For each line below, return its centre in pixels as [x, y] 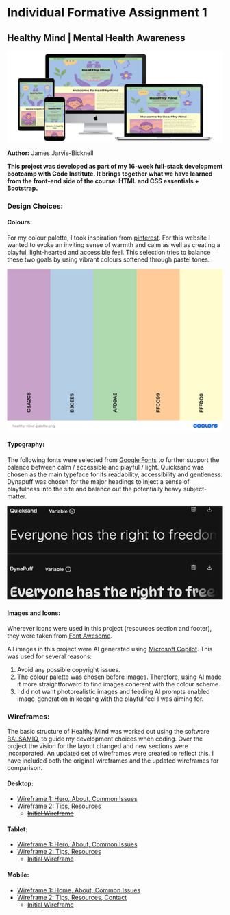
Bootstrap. [23, 188]
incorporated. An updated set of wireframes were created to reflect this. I [111, 753]
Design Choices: [35, 206]
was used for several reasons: [50, 656]
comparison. [25, 767]
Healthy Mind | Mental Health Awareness [97, 38]
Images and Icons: [34, 613]
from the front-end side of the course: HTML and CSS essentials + [103, 181]
